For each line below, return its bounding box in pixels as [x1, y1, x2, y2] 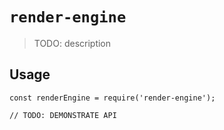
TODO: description [33, 37, 112, 49]
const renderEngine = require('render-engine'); [9, 93, 216, 103]
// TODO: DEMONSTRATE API [9, 110, 117, 120]
